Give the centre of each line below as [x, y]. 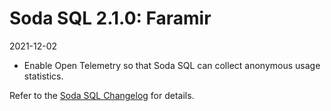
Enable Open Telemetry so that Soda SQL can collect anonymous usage [172, 65]
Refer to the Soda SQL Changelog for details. [102, 95]
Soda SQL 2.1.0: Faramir [110, 18]
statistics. [43, 76]
